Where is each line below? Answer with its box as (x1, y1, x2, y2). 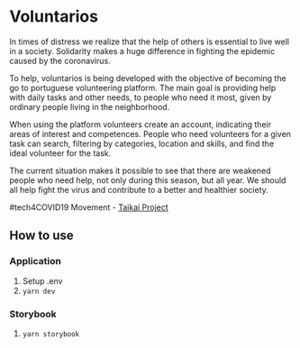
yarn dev (22, 287, 56, 296)
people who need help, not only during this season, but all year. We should (9, 174, 286, 186)
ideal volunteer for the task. (9, 147, 112, 159)
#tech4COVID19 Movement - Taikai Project (9, 201, 168, 213)
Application (9, 255, 61, 268)
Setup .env (22, 275, 63, 286)
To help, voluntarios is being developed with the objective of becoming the (9, 72, 286, 83)
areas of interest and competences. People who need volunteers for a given (9, 128, 291, 139)
